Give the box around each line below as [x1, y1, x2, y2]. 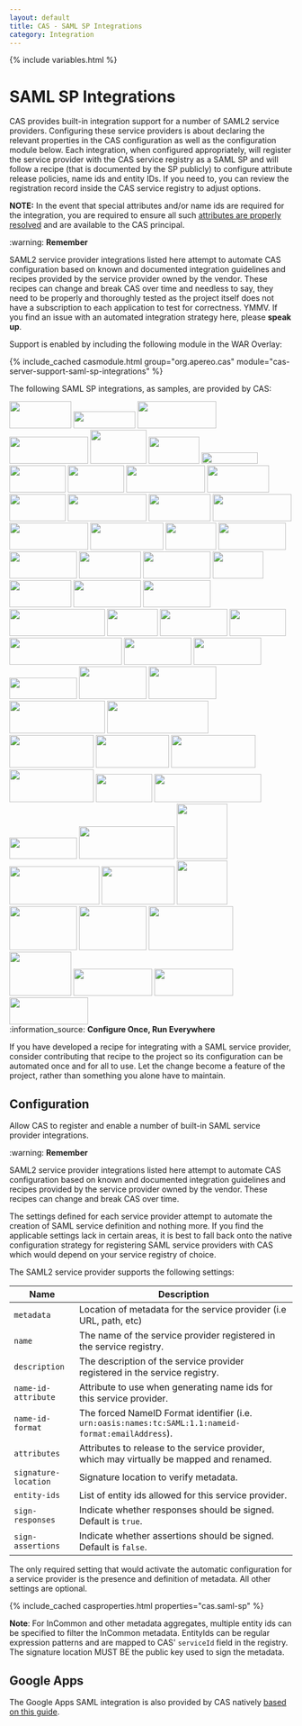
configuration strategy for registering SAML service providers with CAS [9, 1240, 274, 1250]
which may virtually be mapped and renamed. [79, 1453, 272, 1466]
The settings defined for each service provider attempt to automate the [9, 1211, 272, 1222]
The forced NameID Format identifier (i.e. [79, 1407, 253, 1420]
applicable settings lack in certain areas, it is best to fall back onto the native [9, 1231, 292, 1241]
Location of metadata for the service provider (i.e [79, 1304, 287, 1316]
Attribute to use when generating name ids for [79, 1381, 273, 1394]
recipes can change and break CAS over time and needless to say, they [9, 283, 274, 294]
